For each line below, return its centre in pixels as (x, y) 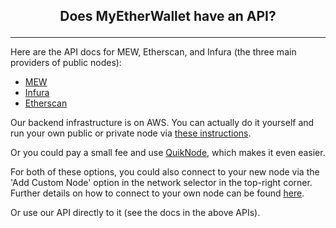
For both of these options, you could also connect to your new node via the (165, 172)
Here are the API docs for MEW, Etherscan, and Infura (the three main (153, 52)
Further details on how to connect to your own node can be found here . (157, 193)
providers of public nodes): (66, 63)
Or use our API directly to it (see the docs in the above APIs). (135, 213)
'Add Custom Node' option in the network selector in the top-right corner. (161, 183)
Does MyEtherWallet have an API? (168, 16)
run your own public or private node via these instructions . (131, 133)
